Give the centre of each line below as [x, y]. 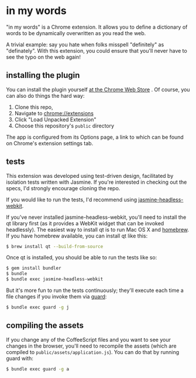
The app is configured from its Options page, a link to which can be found [95, 137]
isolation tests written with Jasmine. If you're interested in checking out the [97, 182]
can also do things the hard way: [45, 95]
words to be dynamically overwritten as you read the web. [76, 33]
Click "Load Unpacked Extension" [55, 119]
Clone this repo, [34, 107]
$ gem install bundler [34, 268]
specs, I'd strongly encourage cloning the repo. [63, 188]
